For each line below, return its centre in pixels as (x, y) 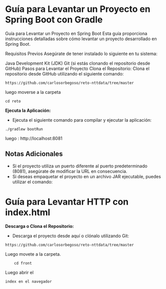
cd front (23, 263)
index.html (28, 212)
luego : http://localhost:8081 (34, 138)
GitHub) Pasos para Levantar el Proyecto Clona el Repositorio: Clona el (77, 69)
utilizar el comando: (32, 182)
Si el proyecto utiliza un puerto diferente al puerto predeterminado (80, 166)
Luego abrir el (19, 272)
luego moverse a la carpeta (33, 92)
